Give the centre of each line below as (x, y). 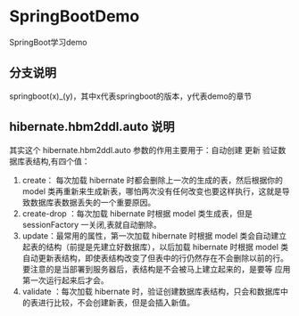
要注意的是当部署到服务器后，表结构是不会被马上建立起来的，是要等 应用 (156, 269)
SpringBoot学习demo (48, 42)
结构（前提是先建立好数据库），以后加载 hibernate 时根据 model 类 (167, 247)
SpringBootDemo (75, 16)
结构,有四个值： (62, 161)
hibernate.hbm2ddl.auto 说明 (92, 127)
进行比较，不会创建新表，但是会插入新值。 (116, 302)
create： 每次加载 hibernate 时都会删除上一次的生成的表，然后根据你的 (153, 180)
